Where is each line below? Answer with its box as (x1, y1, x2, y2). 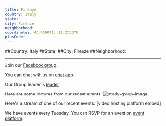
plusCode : (5, 35, 26, 40)
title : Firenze (5, 7, 37, 12)
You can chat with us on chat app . (5, 72, 75, 78)
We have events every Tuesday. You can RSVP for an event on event (5, 110, 145, 116)
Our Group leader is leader (5, 81, 59, 87)
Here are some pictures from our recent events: (5, 91, 102, 96)
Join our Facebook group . (5, 62, 58, 68)
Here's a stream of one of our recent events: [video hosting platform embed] (5, 100, 161, 106)
